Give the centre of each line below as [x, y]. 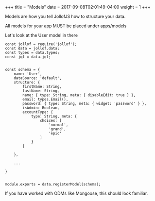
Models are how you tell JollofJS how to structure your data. [65, 16]
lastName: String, [41, 91]
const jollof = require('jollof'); [41, 44]
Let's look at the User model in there [42, 35]
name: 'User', [28, 74]
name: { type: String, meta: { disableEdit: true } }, [79, 95]
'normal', [58, 125]
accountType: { [38, 112]
